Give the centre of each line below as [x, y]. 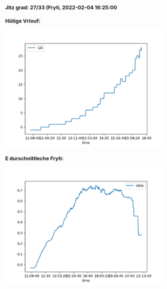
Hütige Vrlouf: [23, 20]
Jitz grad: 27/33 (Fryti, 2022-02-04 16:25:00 [61, 7]
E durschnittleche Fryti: [34, 158]
